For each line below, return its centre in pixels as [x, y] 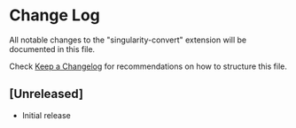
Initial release [46, 115]
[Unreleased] [47, 94]
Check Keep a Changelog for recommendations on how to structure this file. [148, 66]
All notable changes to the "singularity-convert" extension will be [128, 40]
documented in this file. [52, 49]
